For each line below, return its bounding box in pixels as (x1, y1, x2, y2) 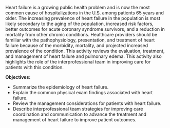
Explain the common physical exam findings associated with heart (12, 90, 153, 95)
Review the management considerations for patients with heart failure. (12, 100, 162, 106)
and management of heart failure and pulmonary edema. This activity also (5, 53, 162, 59)
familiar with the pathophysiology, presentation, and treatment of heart (5, 37, 155, 43)
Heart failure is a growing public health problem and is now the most (5, 5, 150, 10)
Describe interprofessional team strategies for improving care (12, 106, 143, 112)
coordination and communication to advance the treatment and (12, 111, 146, 117)
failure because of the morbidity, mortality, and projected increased (5, 42, 148, 48)
